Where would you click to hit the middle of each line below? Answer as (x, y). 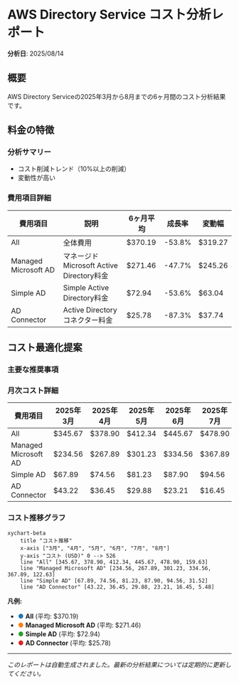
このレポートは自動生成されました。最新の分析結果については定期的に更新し (119, 664)
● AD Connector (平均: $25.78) (64, 643)
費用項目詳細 (30, 198)
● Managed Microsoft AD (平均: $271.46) (79, 625)
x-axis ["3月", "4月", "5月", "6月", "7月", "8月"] (95, 548)
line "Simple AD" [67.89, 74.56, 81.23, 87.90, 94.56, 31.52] (114, 581)
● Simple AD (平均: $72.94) (59, 633)
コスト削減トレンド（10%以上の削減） (74, 169)
